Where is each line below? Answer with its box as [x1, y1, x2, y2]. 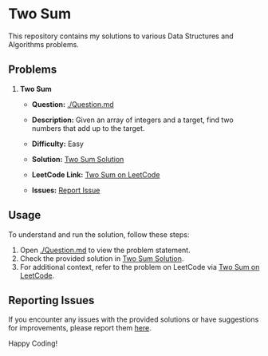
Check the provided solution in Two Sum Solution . [19, 253, 184, 263]
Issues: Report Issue [31, 185, 100, 195]
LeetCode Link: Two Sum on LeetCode [31, 169, 160, 180]
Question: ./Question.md [31, 99, 114, 109]
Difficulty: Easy [31, 139, 84, 148]
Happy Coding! [8, 338, 58, 348]
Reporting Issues [8, 293, 95, 307]
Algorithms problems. [8, 39, 80, 49]
